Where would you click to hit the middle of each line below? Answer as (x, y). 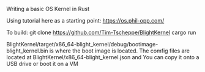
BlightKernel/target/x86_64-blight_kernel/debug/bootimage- (82, 44)
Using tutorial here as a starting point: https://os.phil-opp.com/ (85, 20)
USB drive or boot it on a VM (42, 64)
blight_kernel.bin (27, 51)
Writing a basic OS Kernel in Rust (48, 9)
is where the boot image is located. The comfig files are (119, 51)
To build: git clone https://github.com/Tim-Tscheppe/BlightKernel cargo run (101, 32)
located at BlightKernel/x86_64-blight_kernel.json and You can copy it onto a (103, 57)
